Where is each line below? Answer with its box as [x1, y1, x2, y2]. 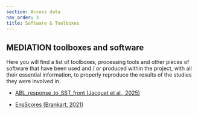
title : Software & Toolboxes [6, 20, 80, 26]
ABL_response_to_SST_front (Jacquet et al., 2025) [14, 89, 141, 97]
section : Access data [6, 8, 61, 15]
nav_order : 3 [6, 14, 39, 21]
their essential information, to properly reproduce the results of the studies [6, 71, 192, 78]
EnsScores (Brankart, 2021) [14, 101, 83, 109]
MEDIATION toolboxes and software [6, 42, 144, 52]
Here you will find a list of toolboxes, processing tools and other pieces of [6, 59, 190, 66]
